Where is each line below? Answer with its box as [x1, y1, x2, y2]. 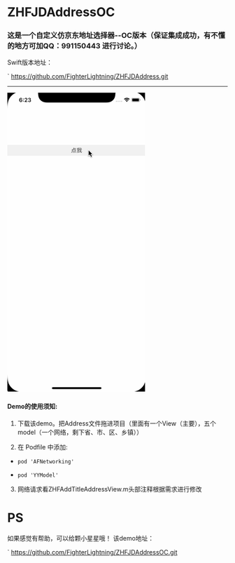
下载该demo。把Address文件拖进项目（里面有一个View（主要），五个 [17, 419, 217, 428]
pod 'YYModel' [17, 471, 59, 479]
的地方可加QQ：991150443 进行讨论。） [7, 41, 142, 51]
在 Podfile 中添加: [17, 442, 68, 451]
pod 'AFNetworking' [17, 458, 75, 465]
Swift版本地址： [7, 58, 53, 67]
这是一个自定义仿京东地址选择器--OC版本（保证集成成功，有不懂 [7, 31, 226, 41]
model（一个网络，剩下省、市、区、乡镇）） [17, 428, 143, 436]
